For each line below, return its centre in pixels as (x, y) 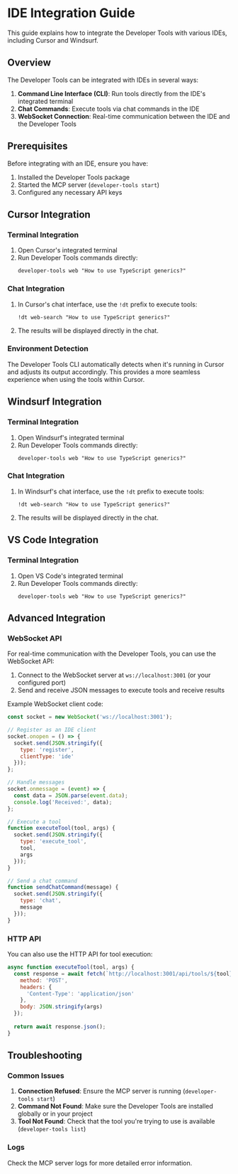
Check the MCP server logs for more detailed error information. (100, 1163)
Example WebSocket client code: (56, 704)
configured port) (41, 683)
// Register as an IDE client (52, 730)
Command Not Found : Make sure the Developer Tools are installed (115, 1106)
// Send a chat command (42, 881)
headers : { (36, 987)
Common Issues (36, 1075)
